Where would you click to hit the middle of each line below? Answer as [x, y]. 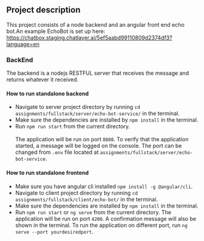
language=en [23, 44]
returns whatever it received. [43, 80]
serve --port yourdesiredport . [54, 231]
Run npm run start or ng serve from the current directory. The [93, 212]
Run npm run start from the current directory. [72, 127]
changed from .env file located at [57, 152]
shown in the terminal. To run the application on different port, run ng [101, 225]
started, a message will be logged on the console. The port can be [98, 146]
